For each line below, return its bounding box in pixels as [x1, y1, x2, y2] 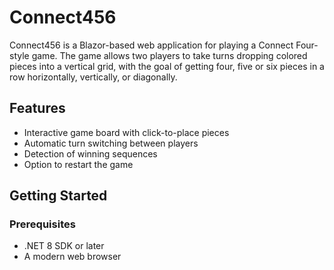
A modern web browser [23, 251, 122, 263]
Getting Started [9, 187, 108, 205]
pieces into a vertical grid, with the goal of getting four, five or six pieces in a [9, 60, 325, 72]
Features [9, 100, 66, 117]
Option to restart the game [23, 158, 134, 170]
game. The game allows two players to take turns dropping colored [31, 49, 308, 61]
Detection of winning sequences [23, 147, 158, 160]
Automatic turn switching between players [23, 137, 199, 149]
